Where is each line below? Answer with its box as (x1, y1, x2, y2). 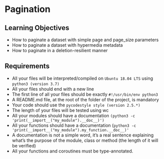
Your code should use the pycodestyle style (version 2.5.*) (12, 102, 141, 108)
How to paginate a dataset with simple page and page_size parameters (12, 37, 159, 43)
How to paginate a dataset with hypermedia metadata (12, 42, 123, 48)
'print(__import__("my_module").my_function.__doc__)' (12, 127, 129, 132)
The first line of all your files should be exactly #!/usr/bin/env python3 (12, 91, 158, 97)
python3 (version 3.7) (12, 81, 60, 86)
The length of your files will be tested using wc (12, 107, 109, 113)
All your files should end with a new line (12, 86, 94, 92)
